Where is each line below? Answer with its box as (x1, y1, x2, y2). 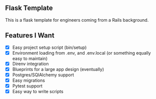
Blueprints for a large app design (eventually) (12, 66, 104, 72)
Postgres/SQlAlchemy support (12, 71, 74, 78)
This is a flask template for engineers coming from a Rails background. (5, 17, 149, 23)
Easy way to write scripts (12, 89, 64, 95)
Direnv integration (12, 61, 49, 66)
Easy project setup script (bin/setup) (12, 44, 87, 50)
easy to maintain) (12, 55, 48, 61)
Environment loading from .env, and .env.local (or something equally (12, 50, 151, 56)
